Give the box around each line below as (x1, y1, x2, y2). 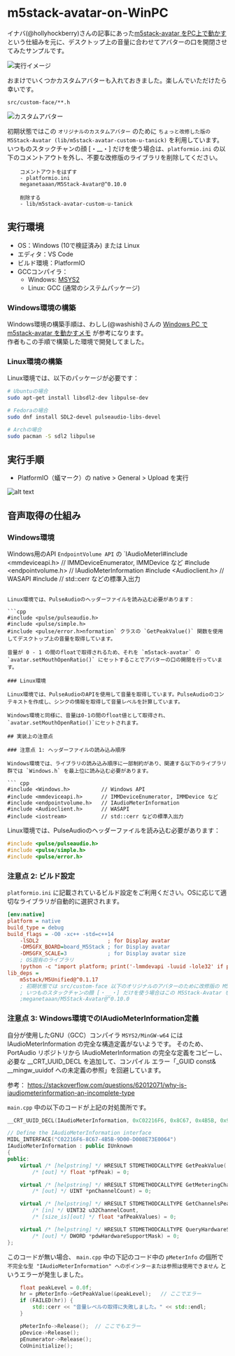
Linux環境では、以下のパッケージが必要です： (7, 374, 140, 382)
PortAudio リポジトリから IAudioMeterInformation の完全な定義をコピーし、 (7, 1048, 226, 1056)
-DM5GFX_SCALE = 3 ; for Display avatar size (20, 950, 187, 957)
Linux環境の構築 (7, 356, 63, 366)
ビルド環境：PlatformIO (17, 258, 85, 267)
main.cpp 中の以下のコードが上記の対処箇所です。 (7, 1103, 150, 1111)
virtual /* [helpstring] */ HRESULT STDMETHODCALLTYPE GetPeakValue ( (20, 1162, 227, 1169)
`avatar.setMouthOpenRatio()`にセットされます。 (7, 720, 142, 727)
